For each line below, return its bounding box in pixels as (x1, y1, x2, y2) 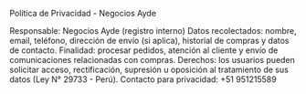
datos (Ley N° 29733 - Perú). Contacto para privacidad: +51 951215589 (9, 74, 277, 85)
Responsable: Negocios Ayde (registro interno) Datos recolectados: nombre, (9, 26, 297, 36)
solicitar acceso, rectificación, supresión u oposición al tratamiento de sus (9, 64, 290, 75)
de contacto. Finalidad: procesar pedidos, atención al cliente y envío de (9, 45, 279, 56)
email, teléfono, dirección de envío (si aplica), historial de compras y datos (9, 36, 290, 46)
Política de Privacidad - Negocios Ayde (9, 8, 157, 18)
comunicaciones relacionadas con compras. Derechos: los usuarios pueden (9, 55, 295, 65)
